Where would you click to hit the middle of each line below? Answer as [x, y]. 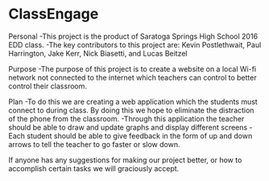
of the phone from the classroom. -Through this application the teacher [126, 118]
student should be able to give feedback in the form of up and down [140, 136]
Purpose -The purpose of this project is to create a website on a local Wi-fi [132, 68]
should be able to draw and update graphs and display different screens [128, 127]
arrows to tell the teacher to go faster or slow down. [94, 144]
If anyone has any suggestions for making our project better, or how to [125, 160]
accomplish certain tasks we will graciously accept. [94, 168]
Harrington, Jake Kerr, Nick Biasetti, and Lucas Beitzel [98, 53]
